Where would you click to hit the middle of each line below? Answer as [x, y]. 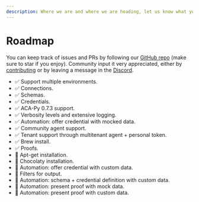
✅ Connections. [34, 88]
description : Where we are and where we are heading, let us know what [96, 12]
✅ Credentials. [32, 101]
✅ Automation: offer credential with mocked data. [75, 121]
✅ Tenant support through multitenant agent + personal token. [91, 134]
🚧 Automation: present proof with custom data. [72, 193]
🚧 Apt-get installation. [41, 155]
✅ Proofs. [26, 148]
